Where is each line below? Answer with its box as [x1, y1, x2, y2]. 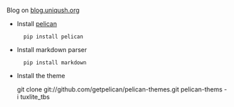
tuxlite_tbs [20, 93, 50, 101]
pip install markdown [23, 59, 87, 66]
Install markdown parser [16, 46, 87, 53]
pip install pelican [23, 33, 84, 40]
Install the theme [16, 72, 65, 80]
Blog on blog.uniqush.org [6, 6, 80, 14]
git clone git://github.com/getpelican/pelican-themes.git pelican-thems [16, 85, 223, 94]
